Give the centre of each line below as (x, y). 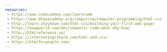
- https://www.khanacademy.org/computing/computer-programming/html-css (85, 19)
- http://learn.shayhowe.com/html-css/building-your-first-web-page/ (81, 24)
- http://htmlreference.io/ (36, 33)
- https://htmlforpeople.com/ (38, 42)
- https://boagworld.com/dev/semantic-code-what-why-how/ (69, 28)
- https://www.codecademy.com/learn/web (50, 14)
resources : (16, 10)
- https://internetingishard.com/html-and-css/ (57, 38)
